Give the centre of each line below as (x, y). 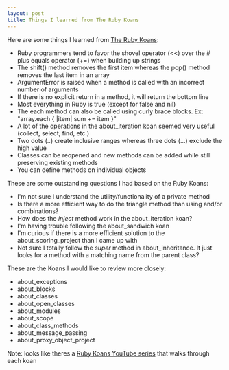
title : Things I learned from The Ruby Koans (73, 20)
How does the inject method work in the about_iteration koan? (105, 218)
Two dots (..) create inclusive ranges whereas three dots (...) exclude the (120, 140)
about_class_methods (48, 325)
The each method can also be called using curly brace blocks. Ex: (110, 111)
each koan (22, 360)
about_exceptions (42, 281)
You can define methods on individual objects (82, 170)
